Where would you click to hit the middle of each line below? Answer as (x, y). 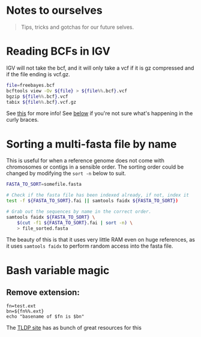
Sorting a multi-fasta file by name (91, 144)
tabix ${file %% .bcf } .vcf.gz (41, 102)
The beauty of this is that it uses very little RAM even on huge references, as (101, 240)
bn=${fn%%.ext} (25, 312)
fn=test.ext (21, 306)
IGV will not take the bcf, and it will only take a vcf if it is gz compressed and (100, 68)
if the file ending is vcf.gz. (38, 74)
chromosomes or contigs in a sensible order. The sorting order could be (95, 167)
